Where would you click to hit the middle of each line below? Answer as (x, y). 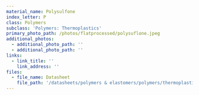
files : (14, 72)
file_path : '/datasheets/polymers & (62, 83)
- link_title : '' (33, 61)
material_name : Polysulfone (41, 12)
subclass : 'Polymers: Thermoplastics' (54, 28)
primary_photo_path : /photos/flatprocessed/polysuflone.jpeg (83, 34)
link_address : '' (38, 66)
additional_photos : (30, 39)
